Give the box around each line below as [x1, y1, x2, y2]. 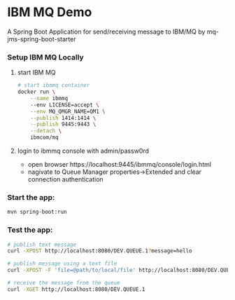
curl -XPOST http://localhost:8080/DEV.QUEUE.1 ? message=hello [7, 247, 192, 254]
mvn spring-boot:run [7, 208, 68, 216]
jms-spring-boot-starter [7, 34, 76, 43]
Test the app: [7, 225, 53, 235]
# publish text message [7, 241, 77, 248]
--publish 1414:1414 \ [30, 114, 97, 121]
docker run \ [17, 88, 56, 95]
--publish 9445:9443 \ [30, 121, 97, 128]
